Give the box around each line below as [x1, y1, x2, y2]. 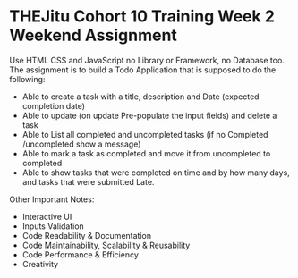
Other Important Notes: [9, 194, 95, 205]
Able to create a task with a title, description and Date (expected [21, 91, 260, 102]
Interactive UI [21, 211, 72, 222]
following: [9, 73, 46, 84]
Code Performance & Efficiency [21, 249, 139, 260]
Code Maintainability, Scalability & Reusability [21, 240, 191, 250]
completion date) [21, 100, 86, 111]
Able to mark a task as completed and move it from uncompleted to [21, 147, 271, 158]
